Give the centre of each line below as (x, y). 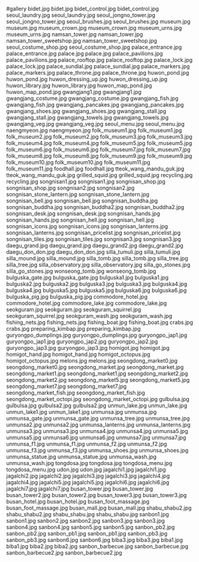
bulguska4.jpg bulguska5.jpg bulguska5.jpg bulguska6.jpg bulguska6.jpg (96, 290)
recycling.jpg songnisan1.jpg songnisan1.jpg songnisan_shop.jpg (86, 181)
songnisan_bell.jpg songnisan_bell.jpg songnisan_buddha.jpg (82, 201)
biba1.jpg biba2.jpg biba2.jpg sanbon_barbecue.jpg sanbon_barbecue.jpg (97, 546)
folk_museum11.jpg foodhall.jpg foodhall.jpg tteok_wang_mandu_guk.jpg (95, 169)
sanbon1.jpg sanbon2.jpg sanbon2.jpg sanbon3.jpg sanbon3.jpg (86, 521)
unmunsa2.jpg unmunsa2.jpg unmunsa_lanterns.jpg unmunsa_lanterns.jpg (98, 425)
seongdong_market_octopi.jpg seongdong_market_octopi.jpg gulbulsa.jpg (98, 399)
